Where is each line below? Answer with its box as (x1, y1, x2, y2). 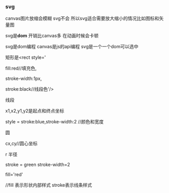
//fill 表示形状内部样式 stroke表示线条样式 (5, 182, 92, 188)
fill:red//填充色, (5, 65, 37, 72)
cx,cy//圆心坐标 (5, 140, 38, 146)
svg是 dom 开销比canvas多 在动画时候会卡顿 (5, 33, 99, 39)
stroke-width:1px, (5, 75, 42, 82)
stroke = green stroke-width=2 (5, 162, 70, 168)
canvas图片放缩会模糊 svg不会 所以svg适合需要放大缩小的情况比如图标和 (5, 15, 160, 22)
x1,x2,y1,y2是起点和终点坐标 (5, 108, 65, 114)
